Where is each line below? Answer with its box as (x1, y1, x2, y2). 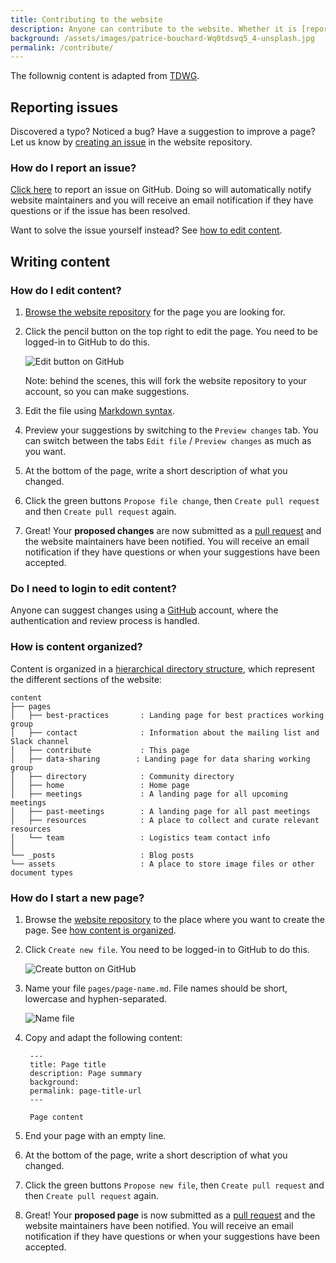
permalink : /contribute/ (10, 42, 114, 53)
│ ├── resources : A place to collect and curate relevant (10, 815, 320, 825)
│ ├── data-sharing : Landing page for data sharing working (10, 754, 311, 764)
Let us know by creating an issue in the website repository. (10, 136, 253, 148)
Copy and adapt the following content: (24, 1031, 183, 1043)
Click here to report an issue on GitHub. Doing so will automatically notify (10, 184, 312, 196)
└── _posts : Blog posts (10, 850, 195, 860)
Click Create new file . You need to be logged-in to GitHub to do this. (24, 943, 310, 955)
